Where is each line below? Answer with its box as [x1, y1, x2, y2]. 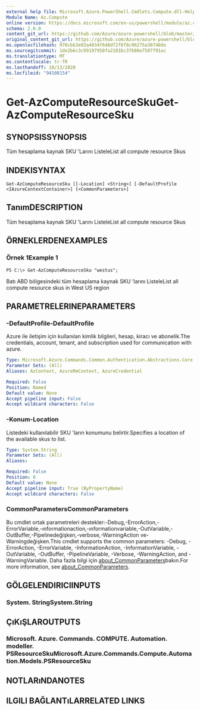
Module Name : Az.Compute [6, 14, 68, 20]
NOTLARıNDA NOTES [6, 675, 85, 685]
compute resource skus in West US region [6, 284, 110, 291]
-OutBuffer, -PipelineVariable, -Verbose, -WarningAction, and [37, 550, 187, 558]
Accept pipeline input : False [6, 396, 82, 402]
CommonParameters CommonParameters [6, 505, 129, 513]
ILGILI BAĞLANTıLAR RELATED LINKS [6, 696, 145, 706]
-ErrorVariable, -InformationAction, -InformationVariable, [36, 544, 176, 551]
